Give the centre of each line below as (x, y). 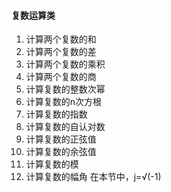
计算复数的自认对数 (65, 127)
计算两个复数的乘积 (65, 64)
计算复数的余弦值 (61, 152)
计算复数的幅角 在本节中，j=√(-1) (93, 177)
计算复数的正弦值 (61, 139)
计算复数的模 (52, 164)
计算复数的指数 (56, 114)
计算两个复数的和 (61, 39)
